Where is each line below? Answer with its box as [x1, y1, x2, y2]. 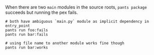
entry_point [5, 23, 30, 28]
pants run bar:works [5, 45, 49, 50]
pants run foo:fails [5, 28, 49, 33]
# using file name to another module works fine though [5, 41, 124, 46]
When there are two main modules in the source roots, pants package [5, 4, 147, 10]
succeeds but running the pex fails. [5, 9, 78, 15]
